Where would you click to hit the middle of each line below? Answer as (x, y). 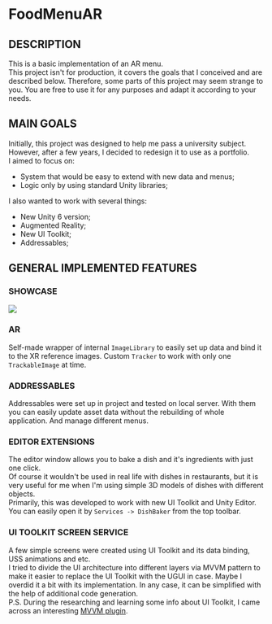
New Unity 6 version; (55, 216)
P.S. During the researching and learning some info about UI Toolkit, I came (134, 602)
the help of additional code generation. (73, 593)
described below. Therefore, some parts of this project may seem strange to (136, 81)
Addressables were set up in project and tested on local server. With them (132, 404)
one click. (25, 468)
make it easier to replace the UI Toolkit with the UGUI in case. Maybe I (125, 576)
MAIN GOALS (43, 124)
